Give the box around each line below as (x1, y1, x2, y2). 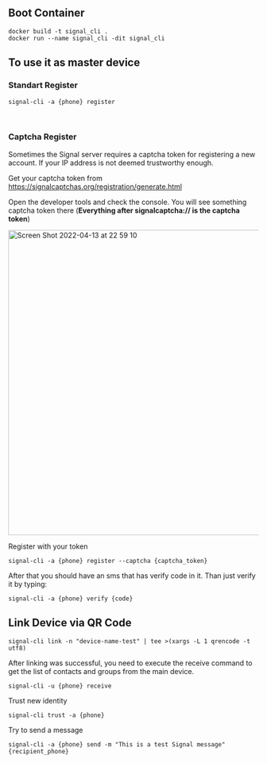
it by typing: (8, 579, 48, 588)
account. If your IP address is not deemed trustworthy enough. (8, 158, 214, 168)
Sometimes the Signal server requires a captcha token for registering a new (8, 149, 256, 159)
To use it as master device (8, 56, 141, 70)
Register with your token (8, 541, 88, 551)
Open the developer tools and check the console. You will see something (8, 197, 247, 206)
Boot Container (8, 6, 85, 20)
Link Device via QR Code (8, 616, 132, 630)
